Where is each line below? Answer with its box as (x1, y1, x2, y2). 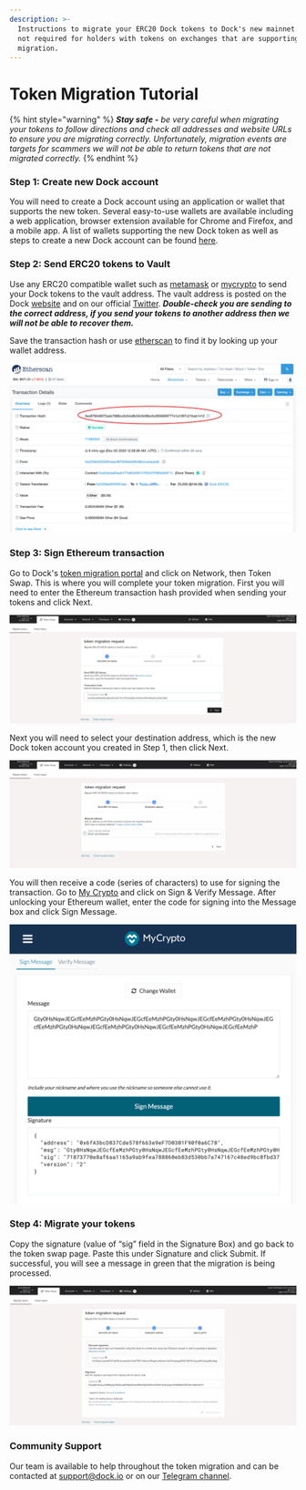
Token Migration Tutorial (9, 84, 199, 105)
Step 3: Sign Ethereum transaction (9, 547, 165, 560)
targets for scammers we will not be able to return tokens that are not (9, 143, 271, 154)
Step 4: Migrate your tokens (9, 1217, 136, 1230)
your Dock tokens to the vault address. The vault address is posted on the (9, 288, 287, 299)
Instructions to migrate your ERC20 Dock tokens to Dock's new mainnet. (17, 24, 300, 34)
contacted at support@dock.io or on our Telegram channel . (9, 1470, 232, 1481)
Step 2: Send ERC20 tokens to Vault (9, 258, 171, 271)
